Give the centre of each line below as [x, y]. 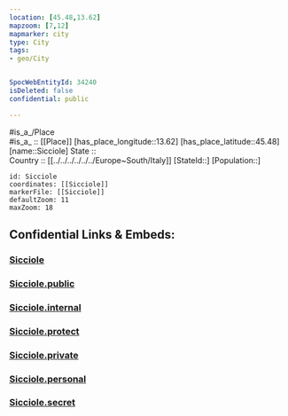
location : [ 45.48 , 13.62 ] [55, 17]
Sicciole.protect [44, 331]
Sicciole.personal [48, 379]
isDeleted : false [41, 90]
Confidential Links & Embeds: [92, 235]
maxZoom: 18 [31, 208]
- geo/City [29, 59]
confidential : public [49, 98]
